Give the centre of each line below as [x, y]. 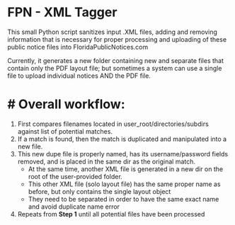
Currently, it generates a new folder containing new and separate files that [116, 60]
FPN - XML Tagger [62, 12]
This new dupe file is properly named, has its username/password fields [123, 154]
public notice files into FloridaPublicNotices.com [78, 47]
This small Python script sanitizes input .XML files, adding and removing [113, 32]
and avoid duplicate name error [74, 207]
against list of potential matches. [65, 131]
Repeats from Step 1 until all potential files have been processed [111, 214]
